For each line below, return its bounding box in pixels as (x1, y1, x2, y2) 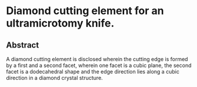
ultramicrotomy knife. (6, 16, 115, 30)
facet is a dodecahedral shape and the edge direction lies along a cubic (6, 68, 179, 75)
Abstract (6, 40, 39, 50)
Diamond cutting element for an (6, 4, 164, 18)
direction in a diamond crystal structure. (6, 75, 103, 81)
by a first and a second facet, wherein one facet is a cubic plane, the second (6, 62, 192, 69)
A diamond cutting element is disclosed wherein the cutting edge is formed (6, 56, 188, 62)
